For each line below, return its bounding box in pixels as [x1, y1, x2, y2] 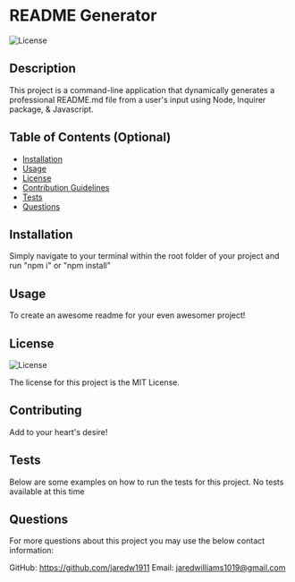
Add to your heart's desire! [9, 426, 108, 437]
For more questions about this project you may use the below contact [9, 535, 265, 546]
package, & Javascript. [9, 104, 94, 115]
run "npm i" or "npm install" [9, 261, 112, 271]
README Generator [9, 5, 157, 26]
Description [9, 61, 76, 76]
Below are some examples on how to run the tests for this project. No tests [9, 476, 284, 487]
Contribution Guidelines [21, 182, 110, 193]
